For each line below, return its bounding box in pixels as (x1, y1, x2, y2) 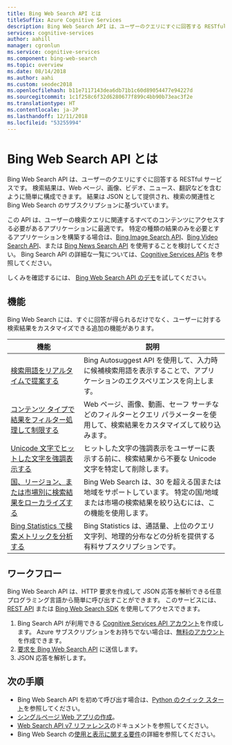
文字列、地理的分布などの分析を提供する (84, 532, 215, 541)
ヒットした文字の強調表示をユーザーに (84, 443, 209, 453)
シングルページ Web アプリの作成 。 (17, 713, 119, 721)
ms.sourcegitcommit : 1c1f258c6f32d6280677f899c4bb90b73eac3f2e (7, 94, 193, 101)
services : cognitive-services (7, 29, 95, 37)
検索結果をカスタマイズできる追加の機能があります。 (7, 324, 157, 332)
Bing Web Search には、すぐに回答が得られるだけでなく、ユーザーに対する (7, 316, 222, 324)
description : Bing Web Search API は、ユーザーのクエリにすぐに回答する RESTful (7, 23, 226, 30)
